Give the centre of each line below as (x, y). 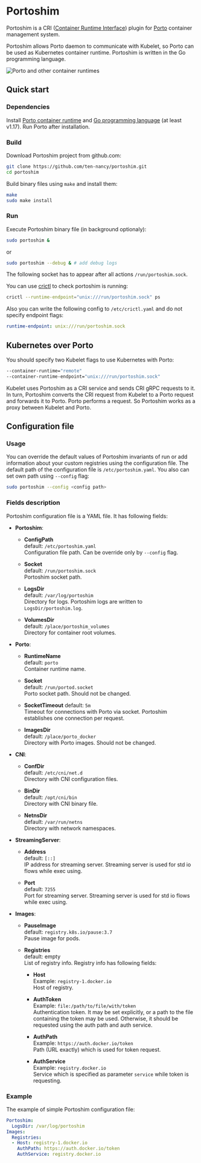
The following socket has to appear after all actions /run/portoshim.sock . (97, 274)
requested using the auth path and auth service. (93, 1025)
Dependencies (28, 107)
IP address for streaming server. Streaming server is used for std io (107, 865)
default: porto (41, 662)
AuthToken (47, 999)
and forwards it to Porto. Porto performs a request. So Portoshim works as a (101, 401)
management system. (33, 34)
